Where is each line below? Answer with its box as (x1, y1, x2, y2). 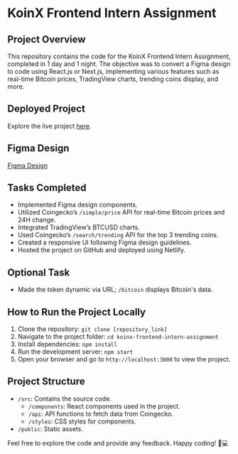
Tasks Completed (7, 182, 87, 194)
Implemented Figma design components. (17, 200, 138, 209)
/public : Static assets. (17, 424, 83, 433)
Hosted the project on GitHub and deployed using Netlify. (17, 246, 186, 254)
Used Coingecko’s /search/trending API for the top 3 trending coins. (17, 231, 219, 239)
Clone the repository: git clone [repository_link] (17, 325, 168, 333)
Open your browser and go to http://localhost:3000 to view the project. (17, 355, 231, 364)
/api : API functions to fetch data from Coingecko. (28, 409, 174, 418)
